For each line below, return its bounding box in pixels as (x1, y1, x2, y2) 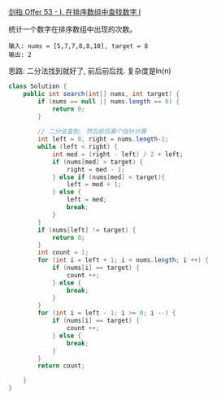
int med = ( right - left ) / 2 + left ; (51, 150, 184, 159)
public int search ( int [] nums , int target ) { (23, 89, 180, 98)
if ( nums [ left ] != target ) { (37, 226, 137, 234)
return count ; (37, 362, 85, 370)
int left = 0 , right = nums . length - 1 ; (37, 135, 169, 144)
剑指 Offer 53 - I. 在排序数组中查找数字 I (8, 7, 141, 16)
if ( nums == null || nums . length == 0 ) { (37, 97, 180, 106)
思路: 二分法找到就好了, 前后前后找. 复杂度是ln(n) (8, 66, 172, 76)
